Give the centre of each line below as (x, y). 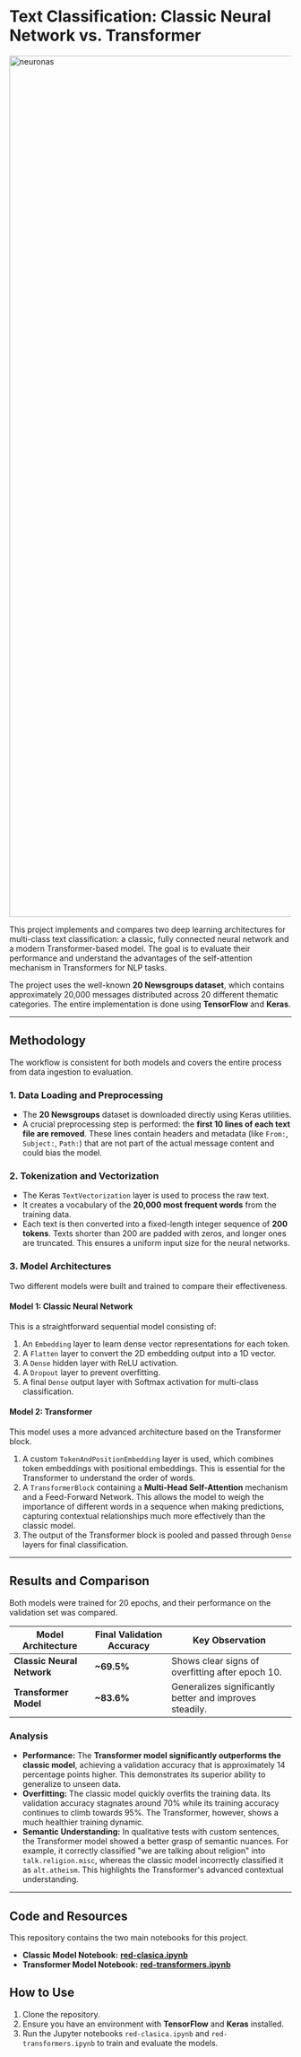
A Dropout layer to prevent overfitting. (91, 1372)
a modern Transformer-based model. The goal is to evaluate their (130, 948)
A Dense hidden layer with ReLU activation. (100, 1363)
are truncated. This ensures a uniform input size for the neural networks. (156, 1243)
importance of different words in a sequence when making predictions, (153, 1507)
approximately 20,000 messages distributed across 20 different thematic (144, 994)
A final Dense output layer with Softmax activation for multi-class (140, 1382)
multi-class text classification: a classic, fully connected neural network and (149, 938)
